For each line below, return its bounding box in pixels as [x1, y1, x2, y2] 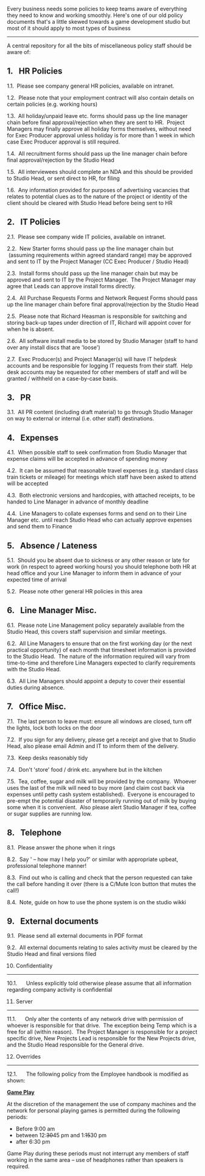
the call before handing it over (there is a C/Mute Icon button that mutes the [7, 880, 196, 887]
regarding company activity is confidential [7, 986, 113, 994]
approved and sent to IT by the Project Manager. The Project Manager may [7, 276, 196, 283]
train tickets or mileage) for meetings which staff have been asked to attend [7, 474, 196, 481]
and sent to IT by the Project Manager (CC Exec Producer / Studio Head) [7, 258, 189, 265]
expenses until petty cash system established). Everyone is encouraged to [7, 790, 195, 798]
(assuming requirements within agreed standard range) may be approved [8, 251, 192, 258]
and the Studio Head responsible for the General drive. [7, 1041, 144, 1048]
